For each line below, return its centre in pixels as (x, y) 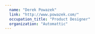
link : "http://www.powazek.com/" (44, 14)
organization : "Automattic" (39, 24)
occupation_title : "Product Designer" (50, 19)
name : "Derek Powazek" (33, 10)
